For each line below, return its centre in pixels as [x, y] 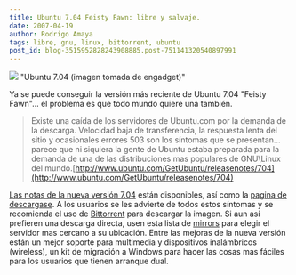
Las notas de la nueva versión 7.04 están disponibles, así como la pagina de [148, 195]
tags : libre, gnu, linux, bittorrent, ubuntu [95, 42]
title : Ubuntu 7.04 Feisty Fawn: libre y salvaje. [105, 17]
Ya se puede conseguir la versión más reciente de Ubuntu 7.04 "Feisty [138, 94]
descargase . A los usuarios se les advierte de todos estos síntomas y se [141, 205]
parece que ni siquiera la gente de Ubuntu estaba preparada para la [155, 150]
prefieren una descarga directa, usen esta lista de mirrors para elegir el [140, 223]
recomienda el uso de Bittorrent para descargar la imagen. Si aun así [135, 214]
